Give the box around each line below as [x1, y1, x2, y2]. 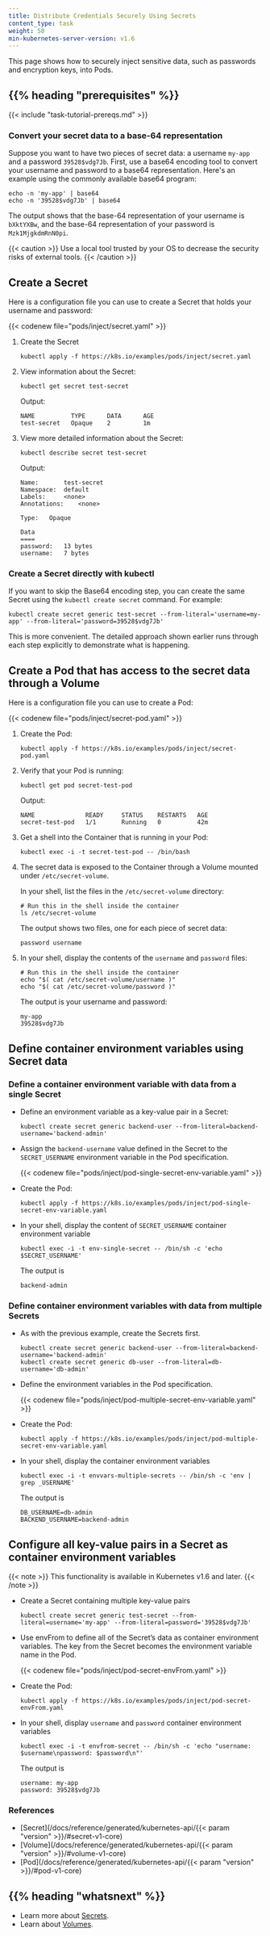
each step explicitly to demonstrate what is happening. [8, 640, 190, 650]
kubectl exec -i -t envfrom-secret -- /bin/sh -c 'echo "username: [19, 1742, 251, 1750]
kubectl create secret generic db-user [19, 1358, 155, 1367]
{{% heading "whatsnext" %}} [8, 1889, 166, 1903]
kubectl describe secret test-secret [19, 449, 147, 457]
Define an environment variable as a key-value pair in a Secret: [19, 1107, 229, 1117]
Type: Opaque [19, 514, 72, 522]
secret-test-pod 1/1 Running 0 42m [19, 819, 209, 827]
